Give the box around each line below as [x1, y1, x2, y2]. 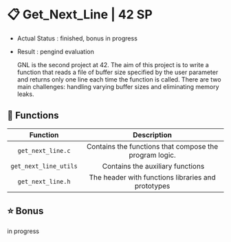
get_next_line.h [17, 178, 71, 185]
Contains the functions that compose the [86, 141, 219, 151]
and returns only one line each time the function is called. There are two [16, 75, 221, 84]
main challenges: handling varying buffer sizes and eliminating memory [16, 82, 219, 90]
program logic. [129, 150, 177, 160]
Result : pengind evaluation [16, 47, 94, 56]
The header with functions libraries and [89, 172, 217, 182]
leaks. [16, 90, 34, 98]
